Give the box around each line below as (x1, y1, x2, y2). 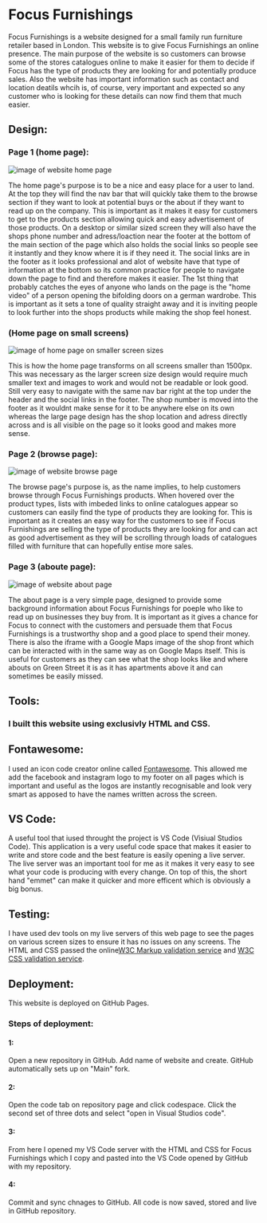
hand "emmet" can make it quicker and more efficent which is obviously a (8, 875, 251, 886)
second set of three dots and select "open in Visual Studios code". (8, 1108, 226, 1118)
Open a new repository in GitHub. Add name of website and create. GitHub (8, 1056, 253, 1065)
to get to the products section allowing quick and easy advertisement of (8, 214, 245, 224)
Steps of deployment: (8, 1018, 94, 1029)
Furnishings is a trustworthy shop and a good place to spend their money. (8, 628, 251, 639)
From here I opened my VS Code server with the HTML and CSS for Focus (8, 1144, 253, 1154)
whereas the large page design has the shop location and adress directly (8, 411, 248, 421)
